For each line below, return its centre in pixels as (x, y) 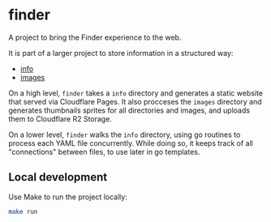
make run (23, 211)
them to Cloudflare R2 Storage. (60, 118)
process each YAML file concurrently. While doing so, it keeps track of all (131, 143)
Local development (58, 177)
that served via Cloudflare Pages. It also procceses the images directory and (135, 101)
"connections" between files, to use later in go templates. (104, 152)
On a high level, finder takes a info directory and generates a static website (136, 93)
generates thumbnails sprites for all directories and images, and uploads (129, 110)
